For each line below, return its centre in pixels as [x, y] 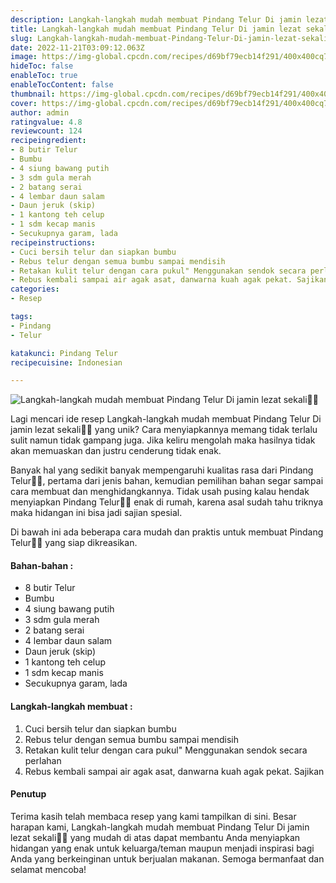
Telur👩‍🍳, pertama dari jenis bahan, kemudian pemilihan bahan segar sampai [167, 481]
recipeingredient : [48, 141]
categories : [35, 289]
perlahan [43, 760]
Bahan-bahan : [42, 565]
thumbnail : [33, 94]
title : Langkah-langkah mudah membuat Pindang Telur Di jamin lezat [156, 29]
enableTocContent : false [62, 85]
